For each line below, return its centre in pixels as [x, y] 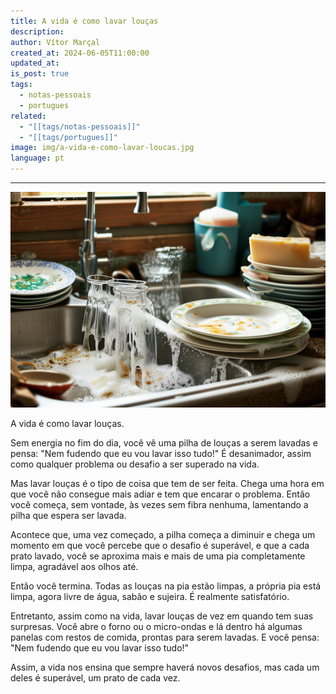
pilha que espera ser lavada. [68, 515]
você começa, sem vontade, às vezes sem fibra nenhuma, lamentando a [159, 504]
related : [28, 116]
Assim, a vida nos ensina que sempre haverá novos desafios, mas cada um [165, 667]
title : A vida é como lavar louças [84, 21]
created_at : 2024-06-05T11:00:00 [80, 53]
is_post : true [40, 74]
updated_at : [35, 63]
